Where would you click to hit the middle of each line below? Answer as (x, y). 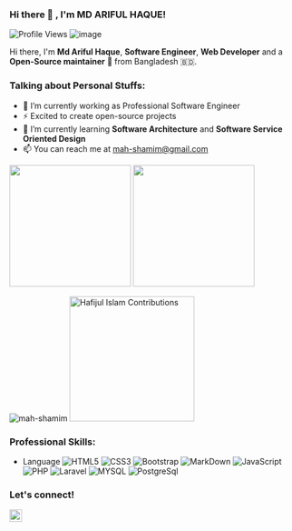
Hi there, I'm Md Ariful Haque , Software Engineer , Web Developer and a (146, 52)
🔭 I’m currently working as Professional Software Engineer (131, 105)
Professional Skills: (53, 442)
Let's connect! (42, 495)
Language (41, 461)
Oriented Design (54, 138)
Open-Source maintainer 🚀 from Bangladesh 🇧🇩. (103, 62)
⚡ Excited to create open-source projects (99, 115)
